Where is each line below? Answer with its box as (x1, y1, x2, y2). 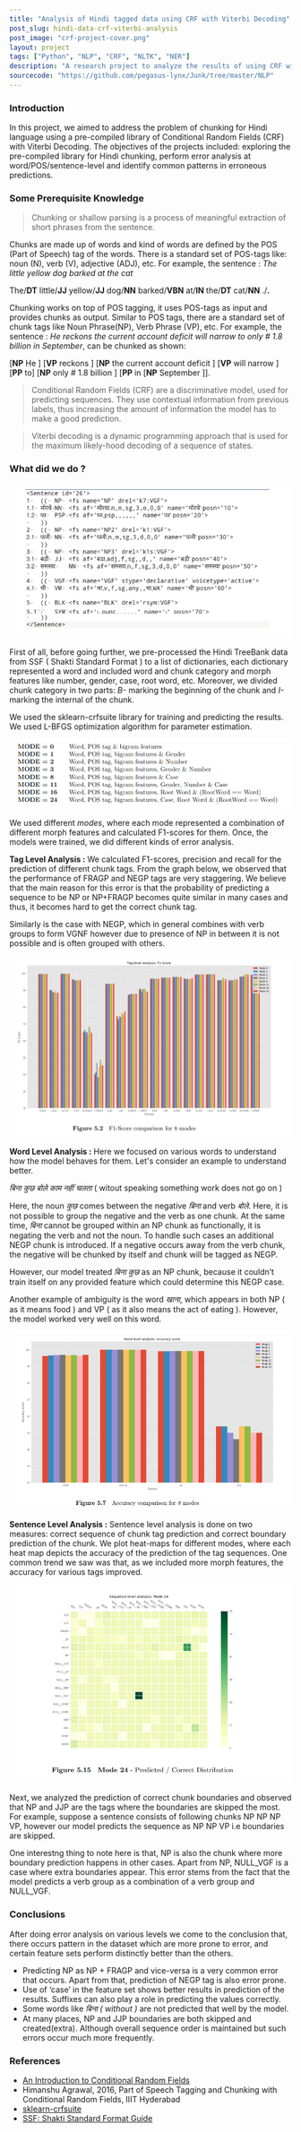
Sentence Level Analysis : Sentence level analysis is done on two (9, 1519, 254, 1529)
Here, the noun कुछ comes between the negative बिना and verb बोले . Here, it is (9, 1200, 288, 1211)
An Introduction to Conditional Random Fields (21, 2075, 191, 2085)
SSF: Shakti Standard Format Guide (21, 2112, 153, 2123)
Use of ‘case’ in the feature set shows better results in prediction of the (21, 1984, 285, 1995)
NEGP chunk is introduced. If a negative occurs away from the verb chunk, (9, 1239, 286, 1250)
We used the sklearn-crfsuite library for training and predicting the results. (9, 711, 284, 722)
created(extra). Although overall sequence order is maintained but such (21, 2023, 287, 2033)
